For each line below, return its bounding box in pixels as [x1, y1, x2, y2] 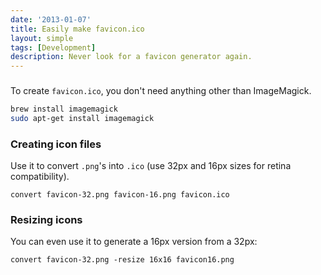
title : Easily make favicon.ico [10, 24, 145, 34]
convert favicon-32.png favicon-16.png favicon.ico [10, 190, 230, 200]
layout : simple [10, 33, 74, 43]
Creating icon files [10, 137, 102, 151]
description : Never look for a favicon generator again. [10, 52, 253, 62]
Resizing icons [10, 213, 83, 227]
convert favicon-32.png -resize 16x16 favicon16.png [10, 255, 235, 265]
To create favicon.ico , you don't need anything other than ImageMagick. [10, 85, 312, 97]
